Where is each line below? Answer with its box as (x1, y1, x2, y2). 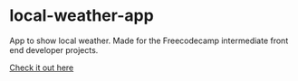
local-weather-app (9, 5, 154, 26)
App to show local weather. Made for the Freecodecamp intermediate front (9, 35, 289, 46)
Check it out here (9, 62, 74, 73)
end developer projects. (9, 44, 99, 55)
